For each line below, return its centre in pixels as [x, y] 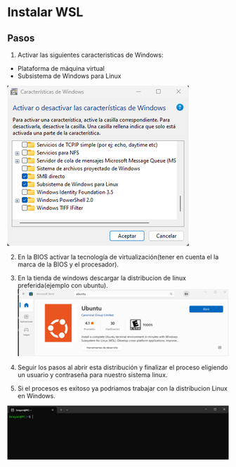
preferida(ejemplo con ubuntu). [63, 285]
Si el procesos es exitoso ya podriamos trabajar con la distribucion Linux [123, 388]
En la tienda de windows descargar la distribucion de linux [101, 278]
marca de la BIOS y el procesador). [68, 264]
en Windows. [37, 396]
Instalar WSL [45, 12]
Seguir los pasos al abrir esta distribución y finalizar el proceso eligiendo [123, 367]
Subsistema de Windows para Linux [69, 76]
